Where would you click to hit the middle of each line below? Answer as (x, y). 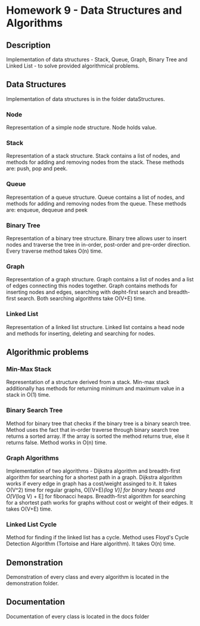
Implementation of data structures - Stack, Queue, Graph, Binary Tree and (97, 59)
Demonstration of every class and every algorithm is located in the (88, 576)
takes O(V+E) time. (29, 509)
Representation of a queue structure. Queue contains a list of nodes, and (96, 197)
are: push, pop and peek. (37, 168)
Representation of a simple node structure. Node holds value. (82, 128)
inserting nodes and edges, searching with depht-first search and (87, 292)
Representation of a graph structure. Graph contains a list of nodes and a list (100, 280)
